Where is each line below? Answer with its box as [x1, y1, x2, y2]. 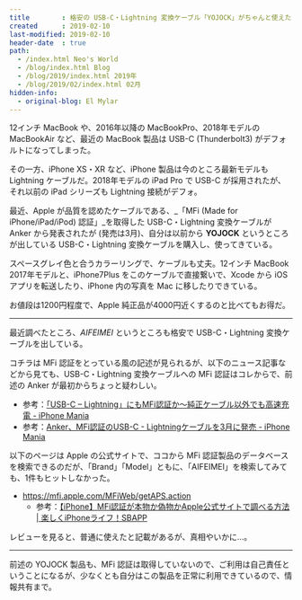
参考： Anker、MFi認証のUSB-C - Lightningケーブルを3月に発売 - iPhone [22, 421, 290, 432]
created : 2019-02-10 [9, 22, 111, 31]
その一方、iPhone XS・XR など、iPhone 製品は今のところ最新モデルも [9, 163, 269, 175]
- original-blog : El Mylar [17, 96, 119, 106]
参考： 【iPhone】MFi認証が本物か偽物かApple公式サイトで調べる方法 [35, 501, 290, 512]
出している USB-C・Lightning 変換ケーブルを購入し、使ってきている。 [16, 239, 277, 250]
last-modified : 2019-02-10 [9, 30, 111, 39]
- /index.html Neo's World [17, 55, 119, 64]
